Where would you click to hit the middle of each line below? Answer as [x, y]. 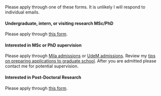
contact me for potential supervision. [42, 66]
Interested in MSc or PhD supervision [43, 45]
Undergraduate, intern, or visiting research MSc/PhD [59, 23]
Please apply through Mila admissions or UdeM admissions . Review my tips [80, 56]
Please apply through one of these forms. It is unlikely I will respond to [75, 7]
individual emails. [22, 12]
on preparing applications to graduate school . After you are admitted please [81, 61]
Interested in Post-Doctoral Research [43, 77]
